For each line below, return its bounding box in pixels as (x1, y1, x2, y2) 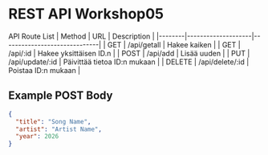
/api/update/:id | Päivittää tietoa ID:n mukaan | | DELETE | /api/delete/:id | (8, 57, 250, 67)
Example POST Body (8, 89, 113, 103)
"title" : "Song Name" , (15, 117, 91, 125)
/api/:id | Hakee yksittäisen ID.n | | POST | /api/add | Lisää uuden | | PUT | (8, 48, 250, 58)
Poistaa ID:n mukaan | (8, 65, 81, 75)
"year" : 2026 (15, 133, 59, 141)
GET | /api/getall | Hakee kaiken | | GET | (107, 39, 241, 49)
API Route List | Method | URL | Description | (8, 31, 155, 41)
